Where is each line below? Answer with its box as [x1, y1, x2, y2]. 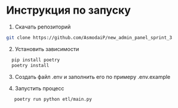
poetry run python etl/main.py [14, 96, 93, 102]
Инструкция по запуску [6, 4, 131, 17]
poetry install [11, 62, 50, 68]
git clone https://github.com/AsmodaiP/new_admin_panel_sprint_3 [6, 34, 172, 40]
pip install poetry [11, 57, 60, 63]
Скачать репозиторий [14, 23, 71, 30]
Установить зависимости [14, 45, 79, 52]
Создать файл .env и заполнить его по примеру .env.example [14, 73, 171, 80]
